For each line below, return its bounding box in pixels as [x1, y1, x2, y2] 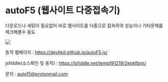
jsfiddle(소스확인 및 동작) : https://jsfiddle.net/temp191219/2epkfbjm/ [5, 60, 147, 66]
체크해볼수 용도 [5, 29, 36, 35]
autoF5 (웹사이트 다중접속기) [5, 5, 121, 16]
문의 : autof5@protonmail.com [5, 71, 68, 77]
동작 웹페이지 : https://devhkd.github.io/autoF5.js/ [5, 49, 108, 55]
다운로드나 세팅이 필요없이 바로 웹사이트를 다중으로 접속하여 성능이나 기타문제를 [5, 22, 163, 29]
